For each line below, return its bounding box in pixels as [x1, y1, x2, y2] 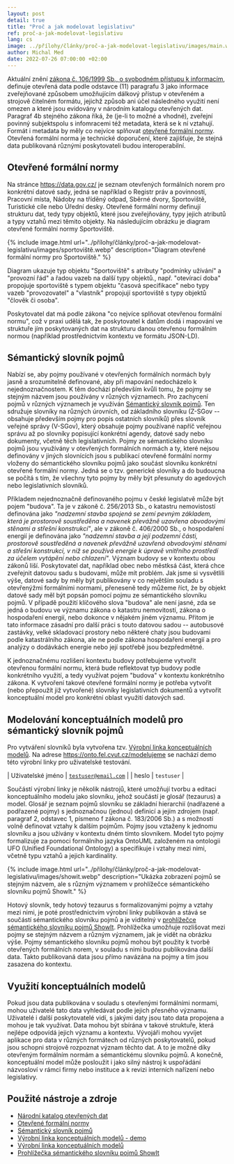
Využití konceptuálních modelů [7, 980, 146, 992]
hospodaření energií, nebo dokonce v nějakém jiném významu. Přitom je [7, 613, 214, 622]
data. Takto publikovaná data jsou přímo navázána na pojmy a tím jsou [7, 953, 209, 961]
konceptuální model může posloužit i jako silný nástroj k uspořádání [7, 1058, 201, 1066]
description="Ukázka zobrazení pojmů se [102, 873, 221, 881]
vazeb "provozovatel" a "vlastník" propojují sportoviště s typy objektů [7, 289, 207, 297]
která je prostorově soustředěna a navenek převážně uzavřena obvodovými [7, 517, 226, 526]
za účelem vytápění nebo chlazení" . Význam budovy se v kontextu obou [7, 554, 216, 562]
